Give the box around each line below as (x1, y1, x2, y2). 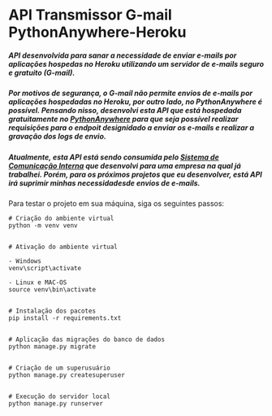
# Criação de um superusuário (8, 364, 111, 372)
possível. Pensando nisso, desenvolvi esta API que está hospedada (8, 106, 242, 116)
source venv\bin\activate (8, 285, 96, 294)
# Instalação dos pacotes (8, 307, 96, 315)
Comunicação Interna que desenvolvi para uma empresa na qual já (8, 160, 241, 170)
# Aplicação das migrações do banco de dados (8, 335, 165, 344)
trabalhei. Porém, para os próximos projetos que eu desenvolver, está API (8, 169, 262, 179)
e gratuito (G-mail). (8, 68, 76, 77)
